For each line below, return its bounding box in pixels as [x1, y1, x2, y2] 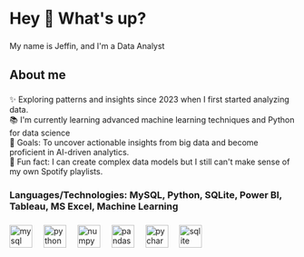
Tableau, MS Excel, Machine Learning [9, 200, 179, 213]
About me [9, 67, 66, 83]
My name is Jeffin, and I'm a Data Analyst [9, 41, 165, 52]
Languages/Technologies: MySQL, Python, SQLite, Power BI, [9, 189, 283, 202]
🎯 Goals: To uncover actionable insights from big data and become [9, 137, 259, 148]
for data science [9, 127, 71, 139]
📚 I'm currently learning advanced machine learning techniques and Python [9, 114, 295, 125]
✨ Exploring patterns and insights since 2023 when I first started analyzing [9, 94, 290, 105]
